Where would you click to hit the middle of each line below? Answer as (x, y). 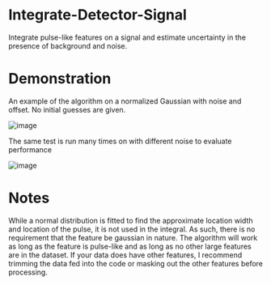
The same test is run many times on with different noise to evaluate (120, 141)
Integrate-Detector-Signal (98, 15)
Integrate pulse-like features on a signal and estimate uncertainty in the (127, 37)
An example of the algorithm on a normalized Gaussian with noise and (125, 101)
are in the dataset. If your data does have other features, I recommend (125, 255)
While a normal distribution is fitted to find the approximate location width (131, 220)
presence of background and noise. (68, 45)
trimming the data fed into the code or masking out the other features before (136, 263)
